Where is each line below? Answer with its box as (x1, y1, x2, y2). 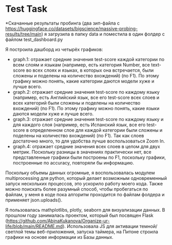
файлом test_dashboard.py (5, 36, 63, 43)
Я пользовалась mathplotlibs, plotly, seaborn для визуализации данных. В (5, 207, 165, 213)
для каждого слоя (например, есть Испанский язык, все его (12, 121, 146, 128)
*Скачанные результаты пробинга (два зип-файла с (5, 20, 120, 26)
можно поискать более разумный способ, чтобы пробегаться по (5, 186, 148, 192)
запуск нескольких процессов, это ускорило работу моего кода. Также (5, 180, 163, 187)
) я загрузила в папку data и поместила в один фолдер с (41, 31, 165, 37)
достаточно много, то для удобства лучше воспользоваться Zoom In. (12, 138, 165, 144)
